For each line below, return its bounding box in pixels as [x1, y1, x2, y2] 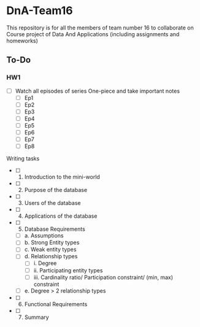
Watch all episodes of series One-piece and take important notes [15, 87, 180, 94]
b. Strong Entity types [24, 239, 80, 246]
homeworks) [6, 37, 39, 44]
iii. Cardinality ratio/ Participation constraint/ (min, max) [33, 274, 174, 281]
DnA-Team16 [6, 4, 73, 18]
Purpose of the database [24, 187, 88, 194]
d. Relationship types [24, 253, 78, 260]
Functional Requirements [24, 300, 88, 307]
